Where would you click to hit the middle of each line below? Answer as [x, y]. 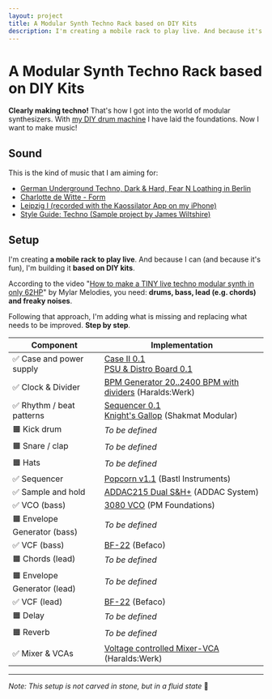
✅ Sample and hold [49, 492]
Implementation [182, 345]
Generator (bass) [45, 531]
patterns [28, 416]
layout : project [36, 16]
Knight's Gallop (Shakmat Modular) [171, 416]
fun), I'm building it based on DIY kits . [72, 267]
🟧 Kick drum [37, 428]
